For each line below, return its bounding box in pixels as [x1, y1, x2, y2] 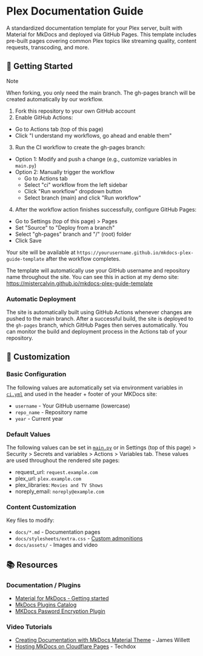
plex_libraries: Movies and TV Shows [15, 481, 103, 489]
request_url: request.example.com [15, 469, 98, 476]
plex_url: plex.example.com [15, 475, 82, 483]
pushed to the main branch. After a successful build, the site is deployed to [6, 315, 194, 323]
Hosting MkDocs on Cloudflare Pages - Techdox [15, 643, 136, 650]
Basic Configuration [6, 370, 67, 378]
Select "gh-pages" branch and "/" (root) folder [15, 230, 131, 238]
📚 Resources [6, 560, 58, 570]
